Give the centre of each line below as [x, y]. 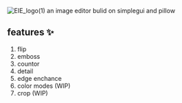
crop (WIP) [32, 93]
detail [25, 71]
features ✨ [31, 32]
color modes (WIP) [44, 86]
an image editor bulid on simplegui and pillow [111, 11]
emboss [28, 56]
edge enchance [39, 78]
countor [28, 64]
